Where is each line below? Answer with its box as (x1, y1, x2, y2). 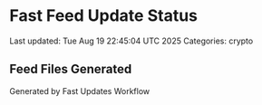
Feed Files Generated (9, 62, 132, 77)
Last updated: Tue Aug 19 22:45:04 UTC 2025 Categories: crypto (9, 35, 254, 46)
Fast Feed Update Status (9, 5, 198, 26)
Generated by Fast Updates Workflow (9, 85, 150, 96)
